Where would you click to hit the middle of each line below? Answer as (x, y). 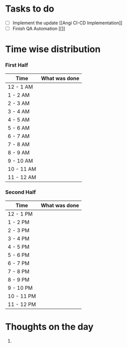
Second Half (21, 192)
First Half (17, 65)
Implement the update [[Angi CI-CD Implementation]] (67, 23)
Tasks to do (30, 9)
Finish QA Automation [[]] (39, 29)
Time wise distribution (53, 49)
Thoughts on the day (49, 327)
